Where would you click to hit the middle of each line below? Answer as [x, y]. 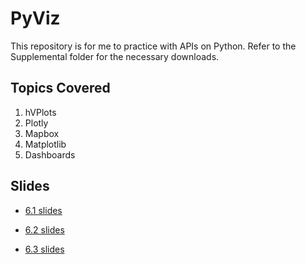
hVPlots [40, 112]
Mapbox [42, 133]
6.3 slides [44, 249]
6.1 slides [43, 210]
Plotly [36, 123]
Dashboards [50, 154]
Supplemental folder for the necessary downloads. [115, 56]
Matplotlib [45, 144]
